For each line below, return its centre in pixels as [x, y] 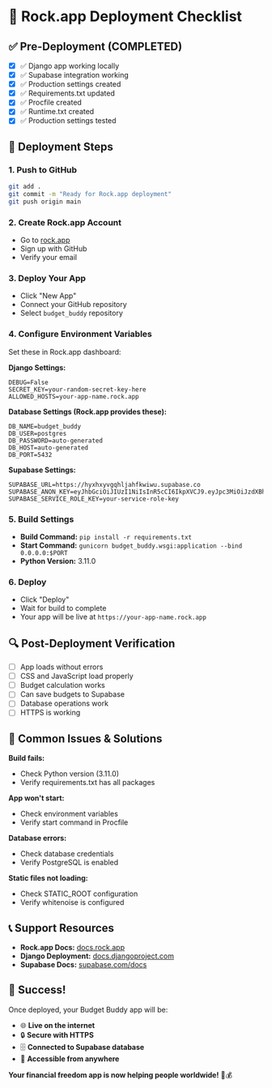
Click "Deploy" [45, 599]
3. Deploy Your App [47, 278]
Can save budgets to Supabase [72, 694]
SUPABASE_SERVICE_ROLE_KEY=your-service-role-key [94, 499]
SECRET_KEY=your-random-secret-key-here [78, 389]
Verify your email [49, 258]
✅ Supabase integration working [74, 75]
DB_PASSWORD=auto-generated [56, 441]
